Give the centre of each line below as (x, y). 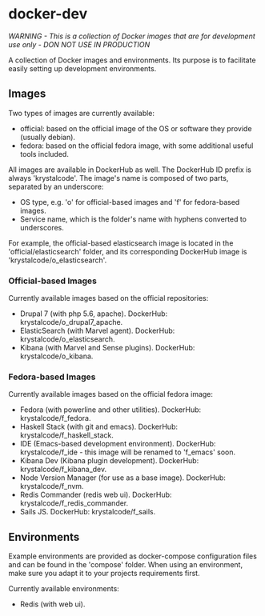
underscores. (42, 227)
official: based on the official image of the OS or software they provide (136, 128)
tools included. (44, 154)
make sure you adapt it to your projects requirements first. (104, 574)
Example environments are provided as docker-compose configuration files (133, 556)
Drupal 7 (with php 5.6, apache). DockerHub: (94, 314)
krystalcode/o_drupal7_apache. (71, 322)
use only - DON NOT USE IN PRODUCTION (79, 44)
